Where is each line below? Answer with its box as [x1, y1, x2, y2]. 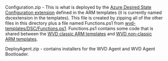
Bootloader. [5, 51, 29, 57]
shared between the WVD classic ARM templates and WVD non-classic [5, 31, 152, 36]
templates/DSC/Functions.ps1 [5, 25, 66, 31]
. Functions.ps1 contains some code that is [65, 25, 153, 31]
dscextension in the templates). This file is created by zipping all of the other [5, 15, 163, 20]
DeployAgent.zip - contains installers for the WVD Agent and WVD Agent [5, 46, 155, 51]
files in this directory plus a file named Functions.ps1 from [5, 20, 124, 26]
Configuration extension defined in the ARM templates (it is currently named [5, 9, 162, 15]
